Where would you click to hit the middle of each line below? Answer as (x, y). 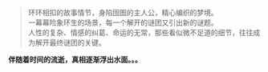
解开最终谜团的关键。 (70, 42)
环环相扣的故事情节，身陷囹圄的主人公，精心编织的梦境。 (123, 12)
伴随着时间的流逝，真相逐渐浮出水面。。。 (75, 60)
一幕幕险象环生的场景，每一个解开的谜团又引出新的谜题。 (123, 22)
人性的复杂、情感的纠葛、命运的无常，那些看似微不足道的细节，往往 (140, 32)
